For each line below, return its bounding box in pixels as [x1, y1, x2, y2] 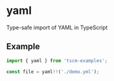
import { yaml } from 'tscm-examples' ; [6, 57, 108, 64]
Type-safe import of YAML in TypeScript [6, 24, 108, 31]
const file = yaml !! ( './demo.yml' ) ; [6, 68, 99, 75]
